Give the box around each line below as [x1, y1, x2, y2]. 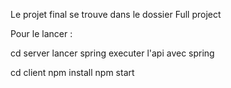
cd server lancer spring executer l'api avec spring [10, 47, 215, 59]
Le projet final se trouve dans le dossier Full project [10, 9, 222, 20]
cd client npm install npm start [10, 67, 135, 78]
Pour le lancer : [10, 28, 73, 39]
